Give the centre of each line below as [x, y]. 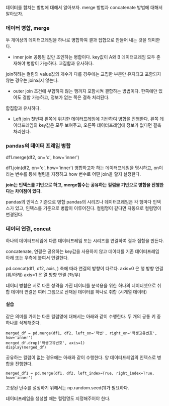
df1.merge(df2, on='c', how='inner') [43, 157]
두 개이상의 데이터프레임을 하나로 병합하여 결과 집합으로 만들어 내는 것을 [76, 40]
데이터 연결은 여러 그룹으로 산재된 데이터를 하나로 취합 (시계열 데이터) [79, 291]
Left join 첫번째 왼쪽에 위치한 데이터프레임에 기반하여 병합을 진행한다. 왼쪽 [86, 119]
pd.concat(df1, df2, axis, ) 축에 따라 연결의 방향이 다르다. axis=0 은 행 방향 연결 [84, 268]
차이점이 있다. [28, 191]
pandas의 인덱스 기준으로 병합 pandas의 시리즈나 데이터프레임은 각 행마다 [79, 201]
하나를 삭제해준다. [23, 323]
